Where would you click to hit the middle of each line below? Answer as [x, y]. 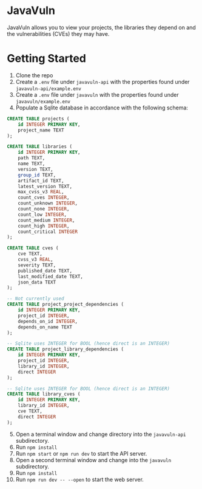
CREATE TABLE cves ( [33, 248]
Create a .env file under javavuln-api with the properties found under [103, 81]
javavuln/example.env [43, 102]
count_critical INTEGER [48, 232]
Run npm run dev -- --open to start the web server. [80, 479]
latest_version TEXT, [45, 186]
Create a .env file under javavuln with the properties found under [97, 94]
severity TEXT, [37, 265]
